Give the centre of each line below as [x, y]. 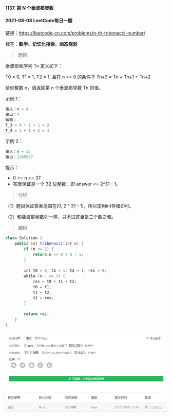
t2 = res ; [43, 298]
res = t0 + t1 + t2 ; [55, 281]
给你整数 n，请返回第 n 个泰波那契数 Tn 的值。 [54, 88]
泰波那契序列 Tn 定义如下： [34, 66]
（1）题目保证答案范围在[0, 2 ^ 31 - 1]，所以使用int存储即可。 [70, 205]
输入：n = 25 [18, 152]
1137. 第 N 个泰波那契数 [30, 8]
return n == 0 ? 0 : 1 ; [58, 254]
